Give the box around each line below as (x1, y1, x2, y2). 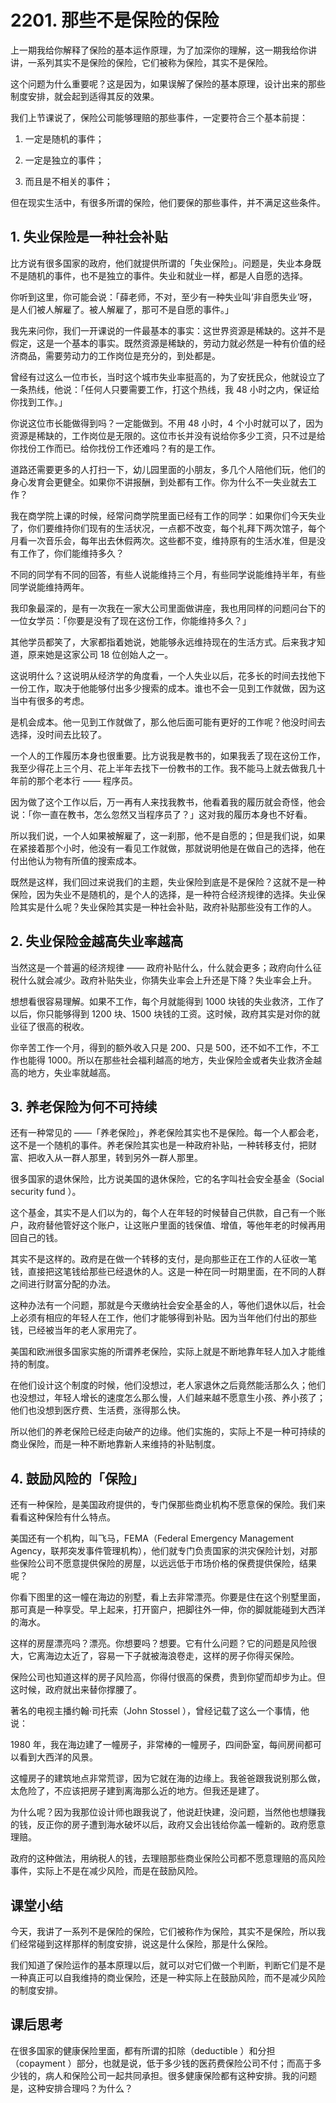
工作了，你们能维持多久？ (18, 547, 125, 559)
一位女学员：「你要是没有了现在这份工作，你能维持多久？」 (10, 614, 252, 626)
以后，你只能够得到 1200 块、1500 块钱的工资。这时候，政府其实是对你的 (10, 1007, 312, 1020)
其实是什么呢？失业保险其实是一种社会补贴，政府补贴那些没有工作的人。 (18, 901, 317, 913)
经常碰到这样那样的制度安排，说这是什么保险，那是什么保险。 (18, 1938, 273, 1950)
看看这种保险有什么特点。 (10, 1511, 116, 1523)
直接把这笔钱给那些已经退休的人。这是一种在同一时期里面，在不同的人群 (27, 1266, 326, 1278)
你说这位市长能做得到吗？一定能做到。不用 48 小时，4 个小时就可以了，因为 (10, 417, 324, 429)
